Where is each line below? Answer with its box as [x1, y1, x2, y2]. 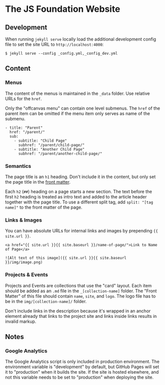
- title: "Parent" [5, 125, 43, 130]
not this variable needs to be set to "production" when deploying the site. [5, 374, 154, 381]
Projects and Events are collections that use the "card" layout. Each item [5, 282, 152, 288]
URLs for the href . [5, 95, 42, 102]
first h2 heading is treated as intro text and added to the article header [5, 193, 147, 199]
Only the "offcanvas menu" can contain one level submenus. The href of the [5, 105, 161, 111]
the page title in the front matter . [5, 179, 70, 185]
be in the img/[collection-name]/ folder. [5, 298, 87, 304]
